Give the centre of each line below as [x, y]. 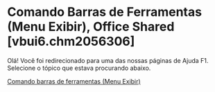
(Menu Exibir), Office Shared [91, 27]
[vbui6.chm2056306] [71, 42]
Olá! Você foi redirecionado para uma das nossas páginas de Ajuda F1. [108, 60]
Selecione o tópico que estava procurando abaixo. [79, 68]
